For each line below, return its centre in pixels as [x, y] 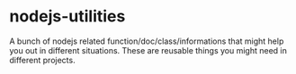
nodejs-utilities [67, 16]
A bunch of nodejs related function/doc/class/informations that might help [147, 41]
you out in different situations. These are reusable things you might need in [148, 50]
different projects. [42, 60]
